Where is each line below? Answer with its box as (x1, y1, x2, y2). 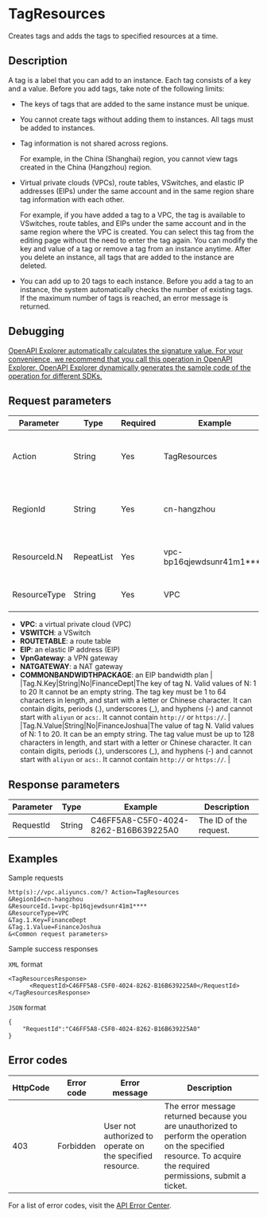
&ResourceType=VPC (8, 909, 69, 917)
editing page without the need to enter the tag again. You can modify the (19, 235, 258, 245)
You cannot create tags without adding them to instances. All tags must (19, 115, 254, 124)
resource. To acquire (164, 1150, 242, 1162)
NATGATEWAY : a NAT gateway (19, 662, 123, 671)
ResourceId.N (12, 551, 64, 562)
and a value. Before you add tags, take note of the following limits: (8, 84, 225, 93)
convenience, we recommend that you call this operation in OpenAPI (8, 354, 233, 364)
